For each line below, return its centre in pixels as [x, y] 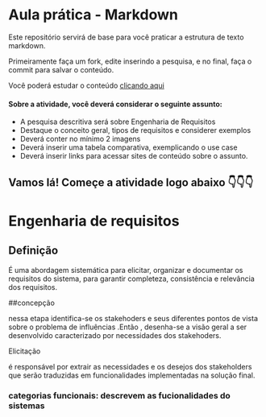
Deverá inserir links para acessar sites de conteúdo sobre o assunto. [134, 156]
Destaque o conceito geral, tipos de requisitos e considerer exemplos [135, 130]
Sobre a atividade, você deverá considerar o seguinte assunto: [116, 104]
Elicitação [25, 351]
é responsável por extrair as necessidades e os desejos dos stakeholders [130, 366]
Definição [33, 251]
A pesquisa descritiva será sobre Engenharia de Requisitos [118, 122]
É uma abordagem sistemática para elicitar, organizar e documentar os [126, 270]
